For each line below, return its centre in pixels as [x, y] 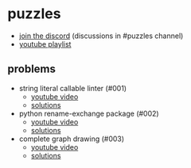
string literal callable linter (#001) [73, 88]
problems [32, 69]
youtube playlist [45, 44]
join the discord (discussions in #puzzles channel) [101, 36]
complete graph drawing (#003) [72, 139]
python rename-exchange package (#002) [89, 113]
